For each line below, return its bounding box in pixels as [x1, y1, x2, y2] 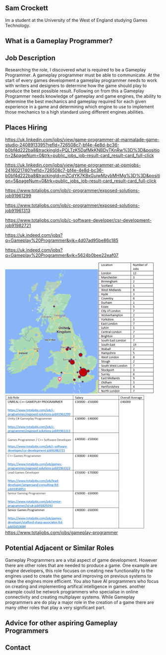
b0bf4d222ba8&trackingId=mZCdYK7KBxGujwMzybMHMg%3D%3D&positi [5, 172, 160, 178]
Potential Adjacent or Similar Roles [5, 544, 114, 552]
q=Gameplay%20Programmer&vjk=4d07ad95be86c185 [5, 237, 119, 243]
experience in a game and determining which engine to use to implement [5, 104, 154, 110]
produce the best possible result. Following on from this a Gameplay [5, 88, 145, 94]
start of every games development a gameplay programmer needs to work [5, 77, 158, 83]
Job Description [5, 54, 56, 62]
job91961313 [5, 207, 31, 213]
